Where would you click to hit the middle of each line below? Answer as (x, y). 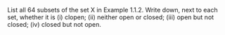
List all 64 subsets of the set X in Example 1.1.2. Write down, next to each (112, 10)
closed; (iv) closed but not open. (54, 24)
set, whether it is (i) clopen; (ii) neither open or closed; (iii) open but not (111, 17)
